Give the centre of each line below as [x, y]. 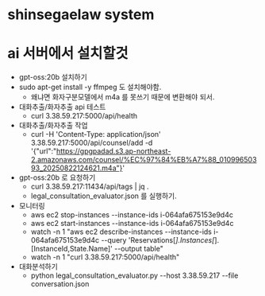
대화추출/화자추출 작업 [53, 126]
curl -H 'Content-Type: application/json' [96, 134]
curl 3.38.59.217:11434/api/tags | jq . [90, 187]
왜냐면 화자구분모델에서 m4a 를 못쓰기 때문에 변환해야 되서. [123, 97]
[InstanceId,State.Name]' [71, 249]
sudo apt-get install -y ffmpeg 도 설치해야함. [90, 87]
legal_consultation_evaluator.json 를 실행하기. [104, 196]
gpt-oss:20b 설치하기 [53, 77]
